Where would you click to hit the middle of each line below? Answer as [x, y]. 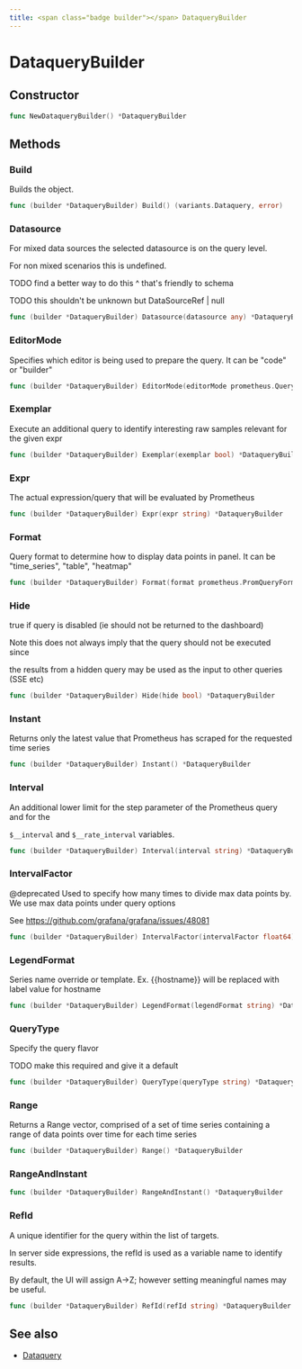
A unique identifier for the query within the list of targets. [115, 1235]
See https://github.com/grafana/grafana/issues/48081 [109, 920]
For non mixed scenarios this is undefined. [88, 266]
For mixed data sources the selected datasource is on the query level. [138, 248]
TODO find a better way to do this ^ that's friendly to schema [121, 284]
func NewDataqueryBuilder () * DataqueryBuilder [98, 116]
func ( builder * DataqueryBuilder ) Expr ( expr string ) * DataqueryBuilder [146, 514]
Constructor [44, 95]
